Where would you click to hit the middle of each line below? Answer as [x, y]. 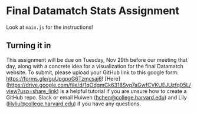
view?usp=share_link [32, 91]
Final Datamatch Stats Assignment [93, 11]
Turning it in [29, 46]
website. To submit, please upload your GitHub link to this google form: [92, 72]
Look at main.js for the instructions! [50, 27]
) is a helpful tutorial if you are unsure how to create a [122, 91]
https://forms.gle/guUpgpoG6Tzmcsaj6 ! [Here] [63, 78]
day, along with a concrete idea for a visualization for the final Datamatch [95, 66]
